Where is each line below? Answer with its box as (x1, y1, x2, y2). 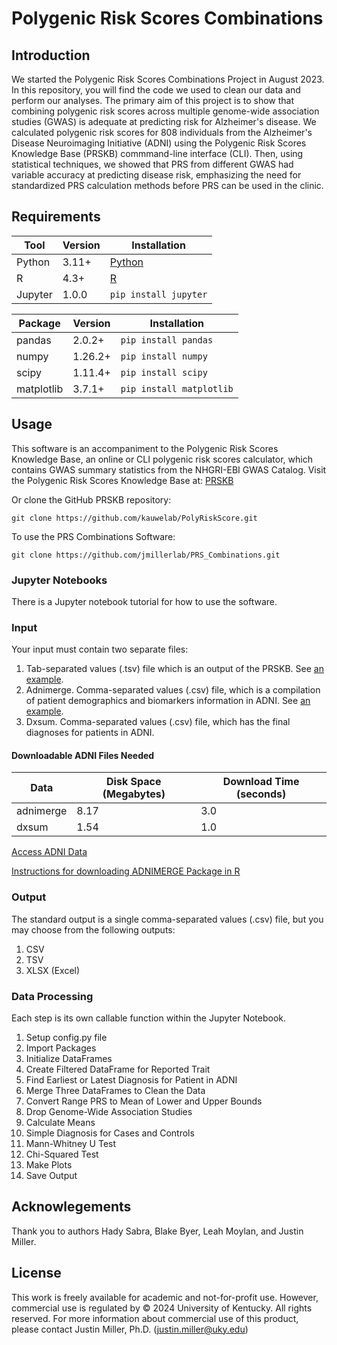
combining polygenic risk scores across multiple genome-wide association (11, 105, 320, 117)
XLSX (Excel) (25, 964, 81, 976)
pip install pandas (120, 334, 214, 346)
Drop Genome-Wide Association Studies (25, 1106, 193, 1118)
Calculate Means (25, 1117, 96, 1129)
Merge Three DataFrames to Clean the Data (25, 1085, 206, 1097)
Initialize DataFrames (25, 1053, 113, 1065)
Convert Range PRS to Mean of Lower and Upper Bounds (25, 1095, 263, 1107)
